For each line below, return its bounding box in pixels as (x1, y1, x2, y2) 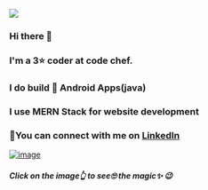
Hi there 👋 (9, 29, 53, 42)
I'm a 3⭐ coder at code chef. (9, 54, 133, 67)
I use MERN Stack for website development (9, 105, 200, 117)
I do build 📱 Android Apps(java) (9, 81, 147, 93)
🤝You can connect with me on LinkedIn (9, 129, 180, 141)
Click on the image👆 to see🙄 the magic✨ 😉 (9, 170, 173, 181)
